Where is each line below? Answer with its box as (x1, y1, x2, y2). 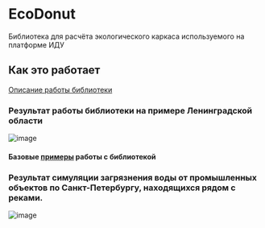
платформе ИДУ (8, 39, 64, 49)
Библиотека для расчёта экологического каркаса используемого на (8, 31, 245, 41)
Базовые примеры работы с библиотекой (8, 151, 156, 161)
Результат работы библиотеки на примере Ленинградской (8, 105, 253, 116)
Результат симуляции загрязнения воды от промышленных (8, 172, 258, 183)
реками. (8, 192, 43, 203)
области (8, 114, 43, 126)
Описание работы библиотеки (8, 85, 113, 94)
